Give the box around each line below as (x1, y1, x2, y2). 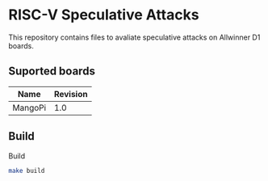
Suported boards (8, 65, 95, 78)
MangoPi (12, 102, 47, 113)
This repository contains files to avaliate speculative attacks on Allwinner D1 (8, 32, 261, 42)
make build (8, 166, 45, 175)
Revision (53, 88, 88, 99)
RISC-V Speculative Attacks (8, 6, 199, 24)
